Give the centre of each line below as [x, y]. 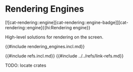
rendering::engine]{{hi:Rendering [39, 27]
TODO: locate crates [26, 65]
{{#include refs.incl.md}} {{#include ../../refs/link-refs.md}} [64, 56]
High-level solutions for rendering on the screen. [54, 37]
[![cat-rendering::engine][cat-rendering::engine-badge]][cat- [67, 22]
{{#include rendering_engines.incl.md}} [45, 46]
